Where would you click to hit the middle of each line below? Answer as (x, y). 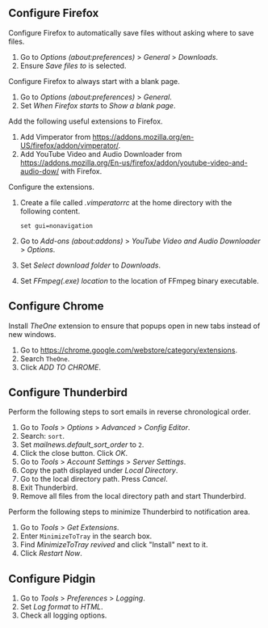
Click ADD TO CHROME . (60, 367)
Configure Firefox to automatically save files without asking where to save (131, 32)
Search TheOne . (45, 358)
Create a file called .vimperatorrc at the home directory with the (126, 202)
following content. (50, 211)
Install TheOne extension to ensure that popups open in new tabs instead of (134, 326)
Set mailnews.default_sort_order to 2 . (82, 445)
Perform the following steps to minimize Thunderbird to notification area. (129, 512)
